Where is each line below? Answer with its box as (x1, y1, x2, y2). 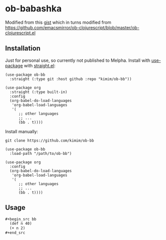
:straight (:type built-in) (9, 90, 68, 95)
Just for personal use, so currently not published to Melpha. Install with (5, 57, 151, 63)
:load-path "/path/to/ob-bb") (9, 151, 72, 156)
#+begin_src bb (5, 216, 37, 222)
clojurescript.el (5, 30, 36, 36)
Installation (5, 44, 41, 52)
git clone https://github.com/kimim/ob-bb (5, 138, 94, 143)
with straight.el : (24, 62, 56, 68)
